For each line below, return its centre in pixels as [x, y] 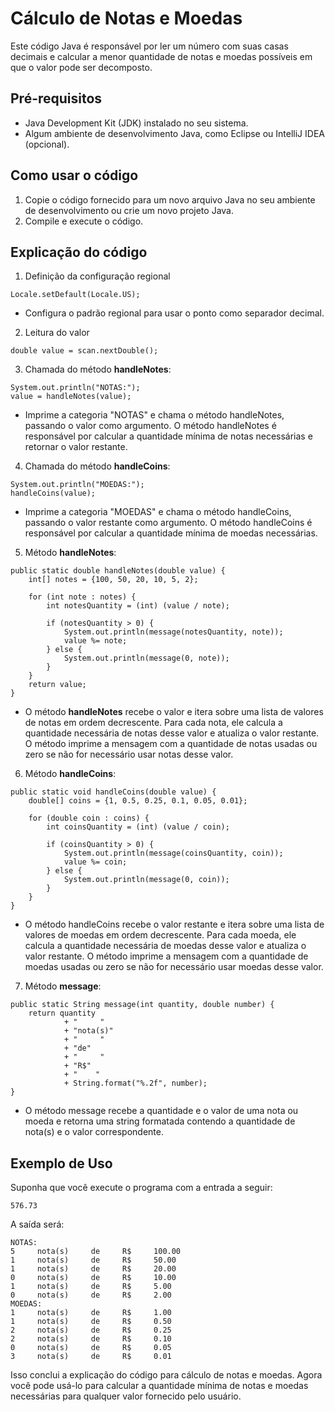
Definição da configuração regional [97, 276]
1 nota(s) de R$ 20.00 [93, 1269]
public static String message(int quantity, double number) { [142, 1005]
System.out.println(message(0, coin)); [146, 880]
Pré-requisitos [56, 98]
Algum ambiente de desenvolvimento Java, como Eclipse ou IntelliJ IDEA [174, 133]
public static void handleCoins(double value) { [113, 792]
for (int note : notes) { [82, 597]
